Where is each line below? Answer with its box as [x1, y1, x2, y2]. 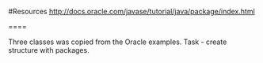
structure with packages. [8, 46, 90, 54]
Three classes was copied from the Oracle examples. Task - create [8, 37, 227, 46]
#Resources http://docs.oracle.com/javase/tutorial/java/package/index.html [8, 7, 255, 16]
